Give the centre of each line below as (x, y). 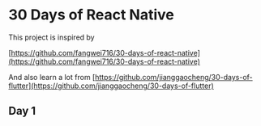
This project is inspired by (51, 37)
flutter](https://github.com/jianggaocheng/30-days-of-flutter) (111, 86)
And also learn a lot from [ (52, 77)
